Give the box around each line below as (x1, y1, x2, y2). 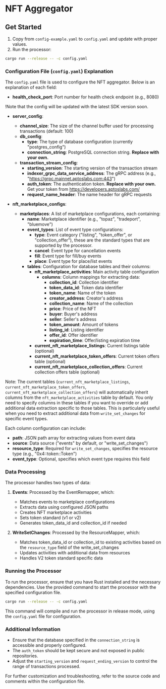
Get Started (5, 23, 42, 31)
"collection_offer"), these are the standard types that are (34, 237, 150, 243)
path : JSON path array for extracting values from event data (12, 435, 135, 441)
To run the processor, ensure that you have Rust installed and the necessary (5, 579, 161, 585)
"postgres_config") (27, 144, 66, 150)
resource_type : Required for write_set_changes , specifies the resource (12, 446, 158, 452)
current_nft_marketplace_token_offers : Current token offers (34, 353, 160, 359)
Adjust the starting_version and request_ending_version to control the (12, 658, 158, 664)
